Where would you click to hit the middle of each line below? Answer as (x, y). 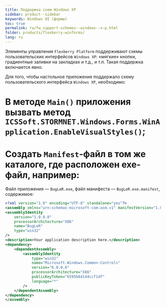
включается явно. (24, 67)
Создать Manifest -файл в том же (76, 154)
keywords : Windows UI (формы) (36, 19)
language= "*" (45, 281)
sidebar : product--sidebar (33, 14)
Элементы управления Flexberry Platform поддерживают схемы (74, 51)
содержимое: (20, 194)
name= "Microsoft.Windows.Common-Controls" (76, 263)
